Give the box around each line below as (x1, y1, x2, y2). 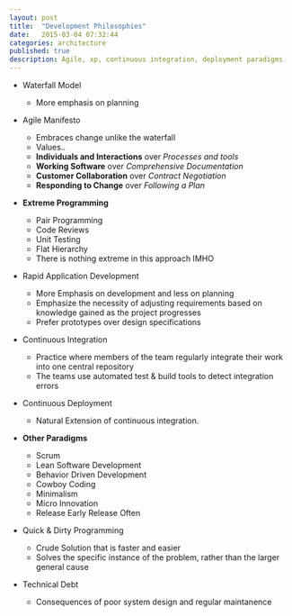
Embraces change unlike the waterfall (35, 132, 176, 142)
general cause (35, 562, 90, 572)
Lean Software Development (35, 460, 142, 470)
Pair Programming (35, 215, 103, 225)
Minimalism (35, 488, 78, 499)
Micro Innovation (35, 498, 99, 509)
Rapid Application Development (22, 271, 139, 281)
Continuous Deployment (22, 398, 112, 408)
